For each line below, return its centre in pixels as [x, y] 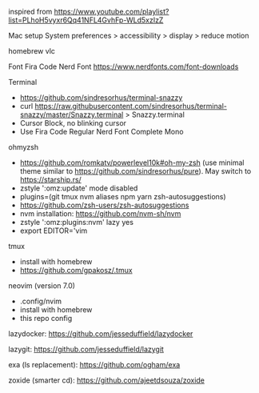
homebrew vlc [32, 51]
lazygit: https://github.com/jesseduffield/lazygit [86, 349]
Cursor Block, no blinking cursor [73, 123]
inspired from [30, 12]
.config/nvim [41, 301]
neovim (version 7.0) [42, 286]
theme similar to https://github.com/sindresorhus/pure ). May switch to [135, 171]
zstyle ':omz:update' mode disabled [79, 188]
